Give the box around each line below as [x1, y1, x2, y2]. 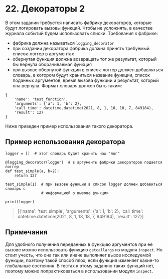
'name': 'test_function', [14, 96, 69, 102]
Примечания [5, 228, 48, 236]
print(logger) [5, 199, 35, 204]
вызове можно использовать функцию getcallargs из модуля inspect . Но [5, 246, 163, 252]
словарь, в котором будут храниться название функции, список [12, 72, 150, 78]
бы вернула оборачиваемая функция [12, 61, 92, 67]
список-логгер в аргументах [12, 51, 74, 57]
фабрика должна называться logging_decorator [12, 40, 114, 46]
